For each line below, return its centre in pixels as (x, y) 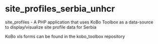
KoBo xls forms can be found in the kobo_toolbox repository (65, 36)
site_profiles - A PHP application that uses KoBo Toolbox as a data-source (79, 22)
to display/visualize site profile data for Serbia (51, 27)
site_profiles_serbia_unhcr (60, 9)
